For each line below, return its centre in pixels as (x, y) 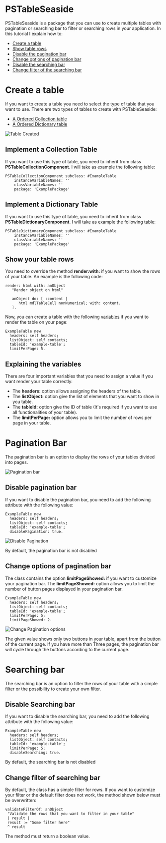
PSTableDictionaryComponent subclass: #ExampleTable (61, 231)
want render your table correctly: (39, 382)
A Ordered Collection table (40, 119)
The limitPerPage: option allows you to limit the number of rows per (82, 418)
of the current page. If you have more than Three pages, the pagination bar (82, 644)
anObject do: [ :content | (40, 299)
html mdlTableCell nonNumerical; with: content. (70, 303)
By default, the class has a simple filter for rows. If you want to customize (80, 790)
